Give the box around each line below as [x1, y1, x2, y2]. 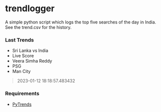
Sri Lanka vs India [12, 47, 49, 54]
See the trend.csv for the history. [5, 24, 72, 30]
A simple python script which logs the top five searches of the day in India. [5, 19, 156, 25]
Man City [12, 68, 31, 74]
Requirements [5, 90, 40, 97]
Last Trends [5, 36, 34, 43]
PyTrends [12, 101, 32, 107]
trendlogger [5, 3, 55, 14]
